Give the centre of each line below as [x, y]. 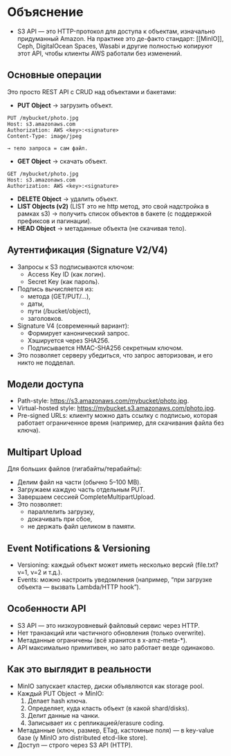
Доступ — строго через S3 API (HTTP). [75, 745]
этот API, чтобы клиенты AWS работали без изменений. [100, 53]
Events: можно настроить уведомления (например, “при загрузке [114, 580]
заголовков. [45, 318]
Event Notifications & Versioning [79, 548]
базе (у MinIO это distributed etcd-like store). [82, 737]
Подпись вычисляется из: [55, 289]
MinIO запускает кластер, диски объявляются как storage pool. [110, 686]
